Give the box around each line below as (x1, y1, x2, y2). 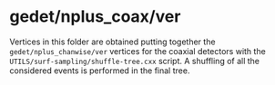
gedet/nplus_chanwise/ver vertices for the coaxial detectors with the (9, 45, 266, 56)
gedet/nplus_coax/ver (9, 6, 181, 27)
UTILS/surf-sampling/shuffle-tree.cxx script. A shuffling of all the (9, 55, 260, 66)
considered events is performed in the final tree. (9, 65, 190, 76)
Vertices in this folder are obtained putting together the (9, 36, 216, 47)
